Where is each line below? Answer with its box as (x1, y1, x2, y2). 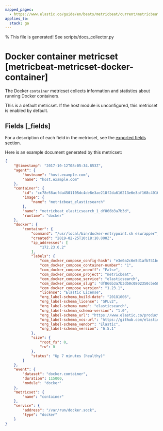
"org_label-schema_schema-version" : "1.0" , (39, 308, 130, 313)
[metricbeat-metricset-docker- (5, 61, 134, 73)
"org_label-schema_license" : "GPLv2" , (39, 299, 118, 304)
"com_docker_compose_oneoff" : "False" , (39, 267, 120, 272)
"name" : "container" (22, 394, 64, 399)
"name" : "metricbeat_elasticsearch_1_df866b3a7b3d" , (22, 208, 131, 213)
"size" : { (31, 336, 51, 340)
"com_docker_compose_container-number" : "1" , (39, 263, 133, 268)
